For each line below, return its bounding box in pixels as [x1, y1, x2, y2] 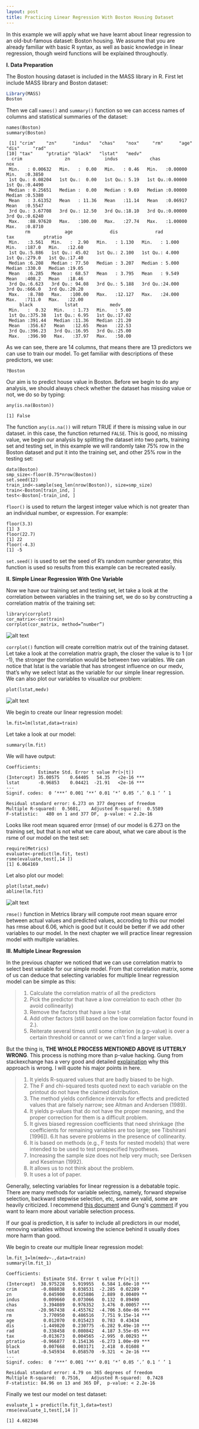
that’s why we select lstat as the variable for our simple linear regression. [6, 669, 185, 676]
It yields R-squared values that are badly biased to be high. [29, 1076, 174, 1083]
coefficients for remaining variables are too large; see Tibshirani [29, 1127, 187, 1134]
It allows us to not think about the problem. [29, 1164, 135, 1172]
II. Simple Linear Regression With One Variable [6, 576, 124, 583]
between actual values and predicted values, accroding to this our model [6, 917, 185, 924]
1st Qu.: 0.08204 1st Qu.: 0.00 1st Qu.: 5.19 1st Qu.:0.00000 [8, 177, 187, 183]
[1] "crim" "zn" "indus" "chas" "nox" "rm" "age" [8, 141, 193, 147]
